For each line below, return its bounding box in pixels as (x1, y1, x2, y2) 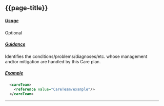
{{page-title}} (5, 4, 48, 12)
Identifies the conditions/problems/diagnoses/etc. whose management (5, 53, 147, 59)
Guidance (5, 41, 25, 47)
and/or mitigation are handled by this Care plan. (5, 59, 101, 65)
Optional (5, 30, 22, 36)
